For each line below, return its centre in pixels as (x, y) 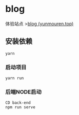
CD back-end (18, 103)
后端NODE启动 (24, 91)
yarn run (15, 78)
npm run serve (21, 107)
